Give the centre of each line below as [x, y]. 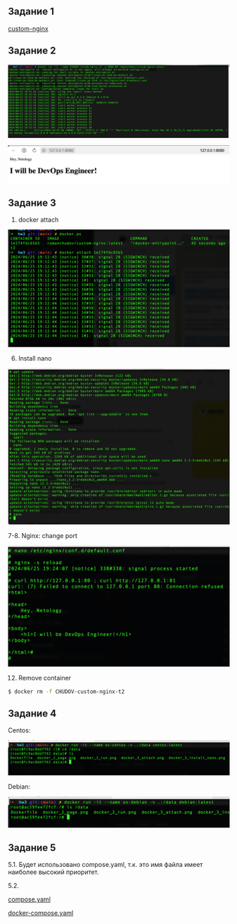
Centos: [19, 730]
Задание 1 [31, 12]
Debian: [19, 787]
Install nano [35, 358]
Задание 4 [32, 713]
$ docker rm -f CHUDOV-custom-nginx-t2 [66, 692]
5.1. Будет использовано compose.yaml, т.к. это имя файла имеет [105, 865]
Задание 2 [32, 51]
